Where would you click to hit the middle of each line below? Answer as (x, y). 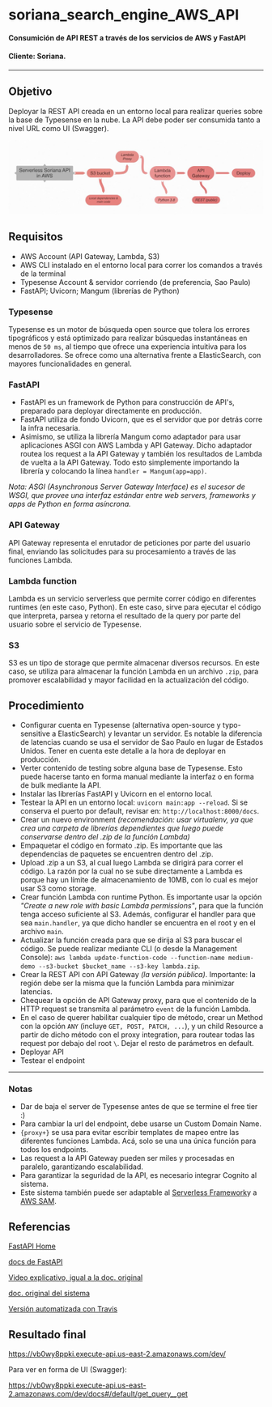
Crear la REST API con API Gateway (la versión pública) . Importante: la (138, 975)
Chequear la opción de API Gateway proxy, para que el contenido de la (138, 1001)
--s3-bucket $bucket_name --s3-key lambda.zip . (119, 966)
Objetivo (30, 92)
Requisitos (36, 237)
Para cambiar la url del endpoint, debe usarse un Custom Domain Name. (140, 1124)
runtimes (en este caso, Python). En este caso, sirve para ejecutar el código (135, 607)
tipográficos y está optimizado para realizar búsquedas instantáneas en (128, 338)
